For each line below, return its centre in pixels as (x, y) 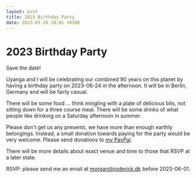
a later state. (21, 157)
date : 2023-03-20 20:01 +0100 (43, 22)
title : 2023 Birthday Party (40, 17)
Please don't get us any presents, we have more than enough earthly (89, 127)
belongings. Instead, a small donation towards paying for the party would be (98, 134)
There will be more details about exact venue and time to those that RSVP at (98, 151)
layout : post (22, 11)
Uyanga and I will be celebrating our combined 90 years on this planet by (94, 80)
